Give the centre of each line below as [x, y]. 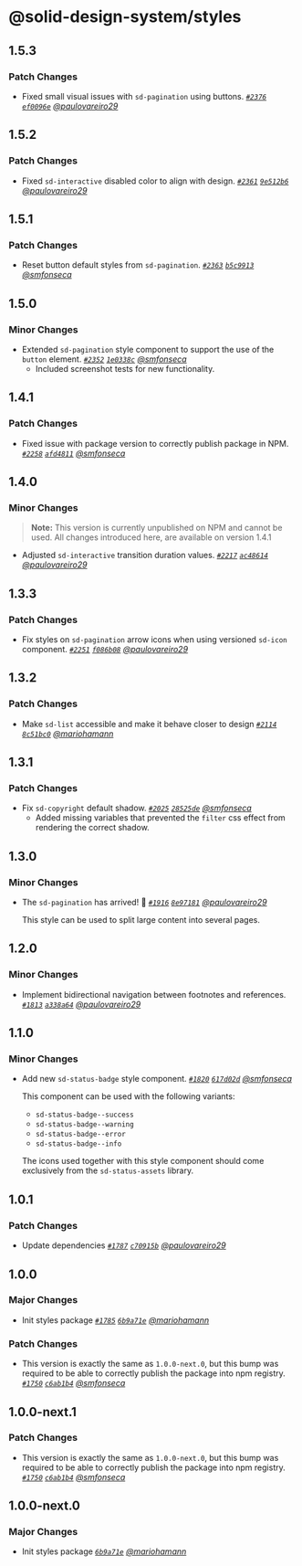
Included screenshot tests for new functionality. [125, 368]
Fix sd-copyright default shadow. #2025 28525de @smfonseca [136, 808]
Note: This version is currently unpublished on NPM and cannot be [156, 528]
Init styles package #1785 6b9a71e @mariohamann [115, 1320]
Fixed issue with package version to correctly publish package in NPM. [155, 443]
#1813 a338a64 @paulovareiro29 [81, 1004]
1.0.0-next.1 [42, 1412]
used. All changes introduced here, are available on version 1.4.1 [151, 537]
